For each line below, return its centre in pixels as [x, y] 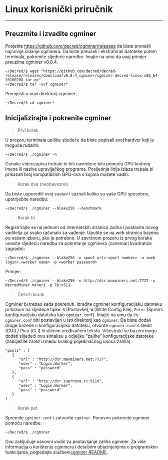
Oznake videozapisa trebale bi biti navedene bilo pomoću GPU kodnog [78, 163]
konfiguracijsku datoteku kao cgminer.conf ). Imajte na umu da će [72, 315]
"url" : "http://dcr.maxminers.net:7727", [63, 359]
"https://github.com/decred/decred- [79, 71]
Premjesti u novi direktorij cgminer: [41, 93]
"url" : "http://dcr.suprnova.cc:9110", [61, 381]
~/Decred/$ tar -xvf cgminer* [37, 84]
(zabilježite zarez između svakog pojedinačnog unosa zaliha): [68, 341]
